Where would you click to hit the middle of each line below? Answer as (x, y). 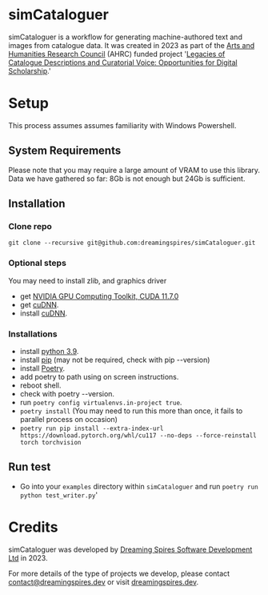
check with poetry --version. (67, 393)
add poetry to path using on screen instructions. (99, 376)
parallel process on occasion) (69, 419)
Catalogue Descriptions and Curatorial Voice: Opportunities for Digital (123, 62)
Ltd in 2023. (28, 557)
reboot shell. (40, 385)
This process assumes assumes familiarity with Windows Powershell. (122, 125)
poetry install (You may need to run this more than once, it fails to (131, 411)
